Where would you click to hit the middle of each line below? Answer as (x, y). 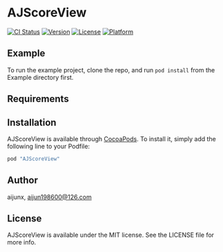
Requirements (38, 99)
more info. (22, 242)
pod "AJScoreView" (33, 159)
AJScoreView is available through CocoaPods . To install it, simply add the (111, 138)
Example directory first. (40, 77)
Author (22, 180)
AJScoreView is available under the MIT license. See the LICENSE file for (111, 235)
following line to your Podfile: (49, 146)
